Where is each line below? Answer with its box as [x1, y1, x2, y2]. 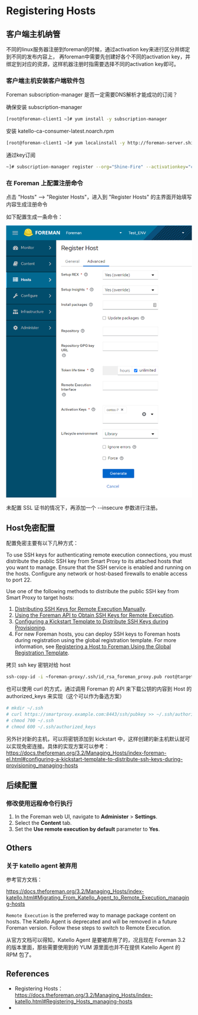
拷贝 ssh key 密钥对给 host [6, 662, 71, 669]
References [6, 968, 49, 978]
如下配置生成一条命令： [6, 213, 63, 220]
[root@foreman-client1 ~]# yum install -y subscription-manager [6, 116, 167, 122]
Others [6, 842, 32, 852]
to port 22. [6, 576, 32, 584]
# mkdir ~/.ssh [6, 705, 44, 711]
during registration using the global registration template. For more [14, 637, 177, 644]
